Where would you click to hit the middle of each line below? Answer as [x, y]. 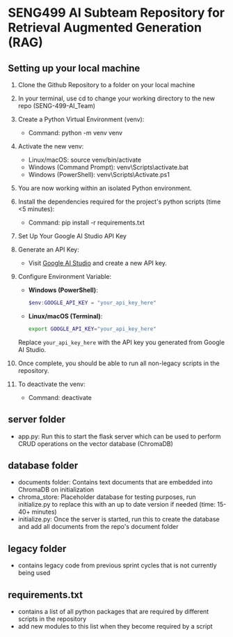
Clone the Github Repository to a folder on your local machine [106, 85]
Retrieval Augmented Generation [105, 28]
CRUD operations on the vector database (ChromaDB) [95, 443]
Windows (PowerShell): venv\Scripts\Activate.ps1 [99, 175]
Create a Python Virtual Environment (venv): [81, 119]
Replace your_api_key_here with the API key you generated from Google [121, 342]
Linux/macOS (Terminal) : [65, 316]
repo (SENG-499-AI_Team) [57, 106]
